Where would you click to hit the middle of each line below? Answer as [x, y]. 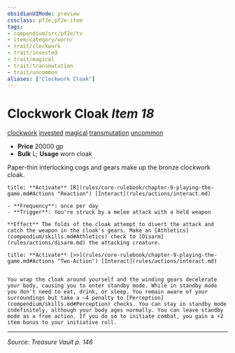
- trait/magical [31, 60]
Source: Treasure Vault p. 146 [50, 342]
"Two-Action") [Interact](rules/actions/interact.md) [137, 261]
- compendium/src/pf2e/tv [45, 33]
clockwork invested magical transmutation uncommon [85, 133]
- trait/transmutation [40, 66]
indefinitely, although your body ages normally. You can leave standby [115, 310]
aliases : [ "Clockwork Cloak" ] [51, 79]
